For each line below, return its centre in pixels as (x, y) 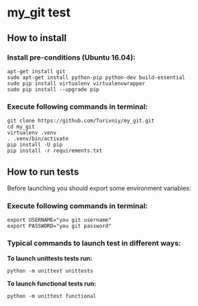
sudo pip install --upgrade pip (53, 89)
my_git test (39, 13)
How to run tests (43, 171)
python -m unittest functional (52, 296)
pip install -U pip (35, 145)
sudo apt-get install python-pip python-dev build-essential (96, 77)
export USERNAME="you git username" (59, 220)
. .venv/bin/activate (38, 139)
